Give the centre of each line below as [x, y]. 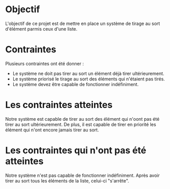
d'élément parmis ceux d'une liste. [41, 29]
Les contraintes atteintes [59, 105]
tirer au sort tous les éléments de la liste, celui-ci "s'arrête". [67, 181]
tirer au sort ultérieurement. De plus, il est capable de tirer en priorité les [81, 124]
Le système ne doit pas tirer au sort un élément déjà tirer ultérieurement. [88, 73]
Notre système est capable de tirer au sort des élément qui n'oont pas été [82, 119]
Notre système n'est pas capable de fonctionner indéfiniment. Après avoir [82, 175]
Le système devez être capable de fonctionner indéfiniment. [75, 84]
